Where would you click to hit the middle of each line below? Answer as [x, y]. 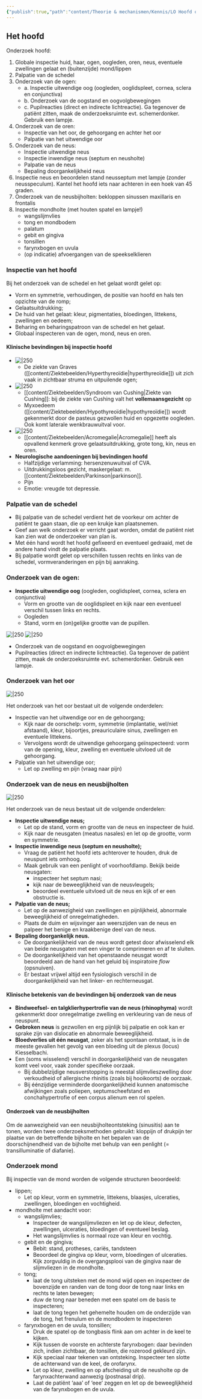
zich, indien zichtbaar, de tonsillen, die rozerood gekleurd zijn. [110, 1351]
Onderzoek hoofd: [29, 51]
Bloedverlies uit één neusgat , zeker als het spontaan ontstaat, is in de [102, 1040]
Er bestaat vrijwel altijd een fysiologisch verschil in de [90, 974]
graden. [25, 190]
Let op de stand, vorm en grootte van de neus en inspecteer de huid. [109, 827]
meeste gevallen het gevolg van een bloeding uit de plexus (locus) [97, 1047]
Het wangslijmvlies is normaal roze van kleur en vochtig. [103, 1235]
